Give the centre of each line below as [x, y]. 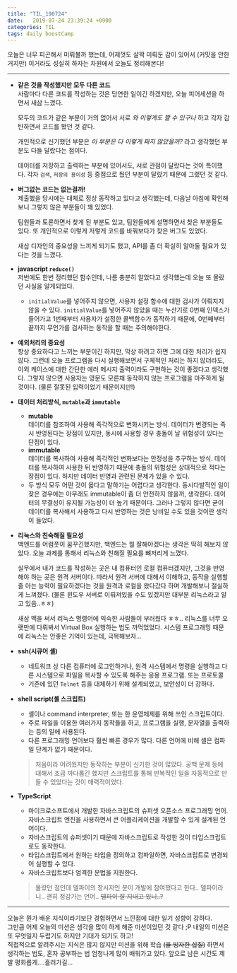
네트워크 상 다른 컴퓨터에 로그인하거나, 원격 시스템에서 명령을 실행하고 [124, 666]
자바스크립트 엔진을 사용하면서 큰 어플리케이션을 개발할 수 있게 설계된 [123, 820]
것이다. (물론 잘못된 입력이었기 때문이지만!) [76, 387]
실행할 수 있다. [55, 864]
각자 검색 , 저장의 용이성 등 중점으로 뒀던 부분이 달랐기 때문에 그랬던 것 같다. [127, 175]
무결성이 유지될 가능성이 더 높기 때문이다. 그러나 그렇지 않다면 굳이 [133, 503]
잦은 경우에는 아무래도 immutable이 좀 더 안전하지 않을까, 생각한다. [120, 494]
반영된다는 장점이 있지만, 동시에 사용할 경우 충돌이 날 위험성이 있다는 [130, 433]
